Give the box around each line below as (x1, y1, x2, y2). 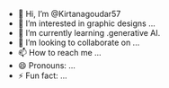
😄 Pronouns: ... (17, 60, 76, 71)
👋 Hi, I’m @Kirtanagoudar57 (17, 9, 121, 19)
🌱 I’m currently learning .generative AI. (17, 28, 161, 38)
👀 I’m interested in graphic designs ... (17, 18, 156, 29)
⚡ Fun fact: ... (17, 70, 67, 81)
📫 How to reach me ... (17, 48, 102, 57)
